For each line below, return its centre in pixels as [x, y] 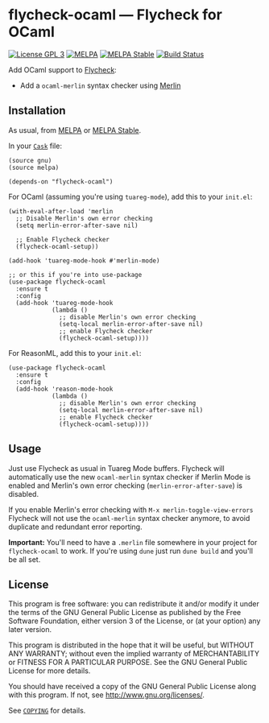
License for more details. [50, 671]
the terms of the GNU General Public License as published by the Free [125, 613]
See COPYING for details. [47, 711]
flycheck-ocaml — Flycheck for [116, 15]
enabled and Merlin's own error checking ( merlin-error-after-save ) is [126, 485]
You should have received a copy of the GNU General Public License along [132, 687]
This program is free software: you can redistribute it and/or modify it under [134, 604]
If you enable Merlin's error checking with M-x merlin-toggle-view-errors [131, 510]
